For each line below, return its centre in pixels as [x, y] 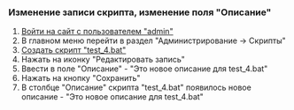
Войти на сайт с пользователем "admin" [97, 32]
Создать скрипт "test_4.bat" [73, 50]
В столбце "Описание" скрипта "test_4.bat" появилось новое [136, 88]
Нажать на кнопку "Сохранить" [81, 78]
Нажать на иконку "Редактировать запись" [103, 60]
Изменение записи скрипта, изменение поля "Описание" [140, 12]
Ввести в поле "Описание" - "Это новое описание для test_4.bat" [144, 69]
